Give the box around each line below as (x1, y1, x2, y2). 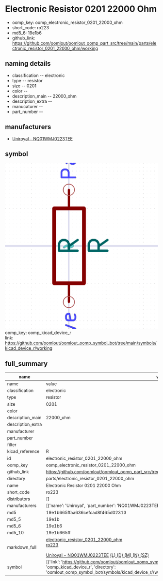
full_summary (5, 359, 48, 368)
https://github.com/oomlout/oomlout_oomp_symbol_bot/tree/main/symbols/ (5, 340, 157, 346)
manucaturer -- (12, 103, 43, 109)
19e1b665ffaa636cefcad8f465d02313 (46, 509, 127, 515)
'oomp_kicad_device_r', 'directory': (46, 564, 116, 570)
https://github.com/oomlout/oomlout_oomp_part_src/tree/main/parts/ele (12, 40, 157, 46)
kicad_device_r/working (5, 345, 52, 351)
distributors (7, 496, 31, 502)
